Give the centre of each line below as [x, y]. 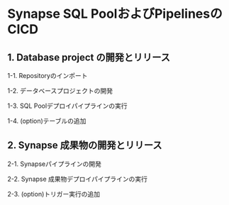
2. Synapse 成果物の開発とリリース [85, 145]
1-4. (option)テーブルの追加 [47, 121]
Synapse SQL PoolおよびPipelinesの [115, 14]
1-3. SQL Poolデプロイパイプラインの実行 [67, 106]
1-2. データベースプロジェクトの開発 [60, 91]
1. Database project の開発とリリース [89, 57]
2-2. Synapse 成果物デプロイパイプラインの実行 [77, 179]
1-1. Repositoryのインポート [48, 76]
